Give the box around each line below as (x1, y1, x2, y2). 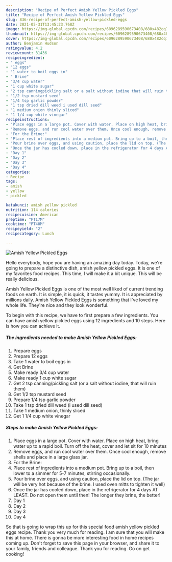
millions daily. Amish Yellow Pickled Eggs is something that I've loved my (6, 297, 159, 303)
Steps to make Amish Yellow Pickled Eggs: (6, 425, 98, 431)
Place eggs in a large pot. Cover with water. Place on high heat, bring (13, 438, 159, 444)
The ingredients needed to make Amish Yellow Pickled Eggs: (6, 335, 137, 341)
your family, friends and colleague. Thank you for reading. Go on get (6, 545, 150, 551)
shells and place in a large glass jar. (13, 454, 88, 460)
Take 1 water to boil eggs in (13, 358, 71, 364)
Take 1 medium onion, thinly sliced (13, 407, 86, 413)
